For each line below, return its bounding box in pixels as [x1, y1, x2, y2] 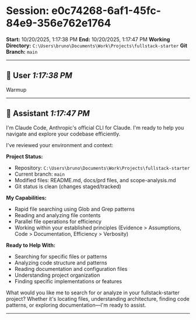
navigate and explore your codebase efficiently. [6, 130, 121, 137]
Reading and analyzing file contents [14, 211, 101, 218]
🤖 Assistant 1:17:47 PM [6, 109, 90, 119]
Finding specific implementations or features [14, 277, 123, 284]
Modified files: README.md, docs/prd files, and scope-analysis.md [14, 176, 176, 183]
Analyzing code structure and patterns [14, 259, 107, 266]
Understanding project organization [14, 272, 100, 279]
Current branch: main [14, 171, 65, 178]
